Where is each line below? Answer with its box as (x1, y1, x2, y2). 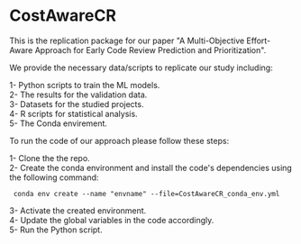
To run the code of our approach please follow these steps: (9, 135, 230, 146)
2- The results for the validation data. (9, 89, 148, 100)
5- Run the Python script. (9, 224, 103, 235)
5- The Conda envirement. (9, 118, 108, 129)
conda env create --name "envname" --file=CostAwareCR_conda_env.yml (13, 189, 280, 198)
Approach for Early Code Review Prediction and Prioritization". (34, 44, 267, 55)
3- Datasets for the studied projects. (9, 98, 144, 109)
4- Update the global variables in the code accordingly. (9, 214, 214, 225)
